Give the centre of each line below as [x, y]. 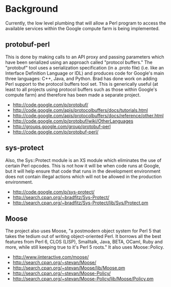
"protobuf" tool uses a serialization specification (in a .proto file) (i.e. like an [85, 67]
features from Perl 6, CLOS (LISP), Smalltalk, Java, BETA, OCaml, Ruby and [84, 242]
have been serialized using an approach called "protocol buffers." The [79, 62]
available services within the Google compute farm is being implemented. [82, 28]
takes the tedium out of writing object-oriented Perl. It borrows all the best [83, 236]
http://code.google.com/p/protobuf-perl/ [55, 132]
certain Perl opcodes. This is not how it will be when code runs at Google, [83, 165]
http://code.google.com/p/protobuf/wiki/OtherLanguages [73, 121]
